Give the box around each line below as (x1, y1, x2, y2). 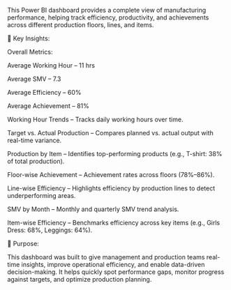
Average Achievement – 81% (7, 102, 89, 110)
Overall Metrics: (7, 48, 53, 56)
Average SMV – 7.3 (7, 75, 61, 83)
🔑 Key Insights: (7, 34, 50, 43)
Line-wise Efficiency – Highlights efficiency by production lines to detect (7, 184, 215, 192)
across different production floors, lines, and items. (7, 21, 154, 29)
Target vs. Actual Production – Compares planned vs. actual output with (7, 129, 214, 137)
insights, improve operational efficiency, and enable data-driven (21, 261, 205, 268)
